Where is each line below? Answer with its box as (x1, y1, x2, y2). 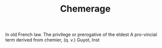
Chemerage (60, 3, 111, 15)
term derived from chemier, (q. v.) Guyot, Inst (5, 37, 100, 43)
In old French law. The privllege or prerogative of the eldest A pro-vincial (5, 31, 157, 38)
